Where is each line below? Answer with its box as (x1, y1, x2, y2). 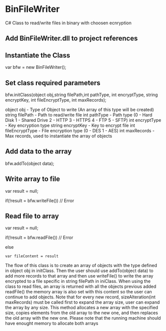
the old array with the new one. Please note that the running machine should (5, 315, 161, 321)
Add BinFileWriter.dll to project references (5, 34, 138, 43)
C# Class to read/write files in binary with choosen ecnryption (5, 20, 132, 26)
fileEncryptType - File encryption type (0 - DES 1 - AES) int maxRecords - (5, 127, 155, 133)
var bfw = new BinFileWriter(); (5, 64, 66, 70)
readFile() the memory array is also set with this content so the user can (5, 289, 152, 295)
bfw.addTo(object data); (5, 160, 55, 166)
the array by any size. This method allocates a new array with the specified (5, 305, 159, 311)
